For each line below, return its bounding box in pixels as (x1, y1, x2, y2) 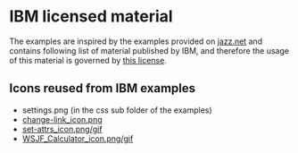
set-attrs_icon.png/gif (21, 123, 103, 134)
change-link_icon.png (21, 114, 103, 124)
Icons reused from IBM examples (9, 81, 196, 96)
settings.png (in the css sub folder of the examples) (21, 105, 212, 115)
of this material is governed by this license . (9, 55, 167, 65)
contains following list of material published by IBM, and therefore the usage (9, 45, 290, 55)
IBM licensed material (9, 6, 173, 27)
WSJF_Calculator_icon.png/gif (21, 132, 134, 144)
